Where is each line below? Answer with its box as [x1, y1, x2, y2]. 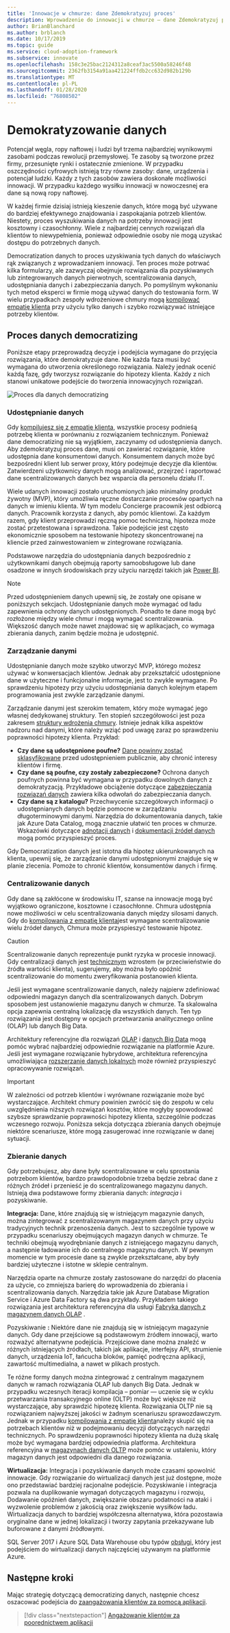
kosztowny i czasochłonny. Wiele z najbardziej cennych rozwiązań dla [7, 223, 205, 232]
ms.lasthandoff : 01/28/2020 [7, 86, 88, 93]
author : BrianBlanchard [7, 23, 75, 29]
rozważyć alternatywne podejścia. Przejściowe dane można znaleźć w [7, 1338, 207, 1346]
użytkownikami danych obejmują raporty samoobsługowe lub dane [7, 559, 196, 567]
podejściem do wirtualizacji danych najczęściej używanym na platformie [7, 1545, 211, 1553]
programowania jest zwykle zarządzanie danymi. [7, 691, 145, 699]
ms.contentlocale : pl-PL [7, 80, 78, 87]
